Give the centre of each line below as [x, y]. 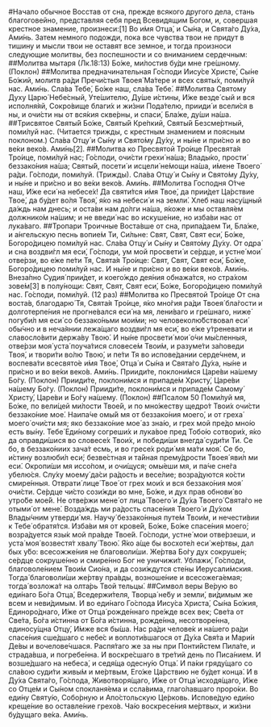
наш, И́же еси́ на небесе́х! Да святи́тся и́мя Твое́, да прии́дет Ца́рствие [131, 192]
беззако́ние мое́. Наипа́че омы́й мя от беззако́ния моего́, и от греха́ [126, 414]
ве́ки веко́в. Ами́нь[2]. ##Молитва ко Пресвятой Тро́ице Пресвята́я [125, 149]
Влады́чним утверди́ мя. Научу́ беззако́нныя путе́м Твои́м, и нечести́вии [134, 517]
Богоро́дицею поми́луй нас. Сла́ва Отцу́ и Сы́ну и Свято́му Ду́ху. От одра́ [135, 243]
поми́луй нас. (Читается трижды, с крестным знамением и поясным [127, 132]
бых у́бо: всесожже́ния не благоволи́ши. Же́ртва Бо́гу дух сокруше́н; [128, 552]
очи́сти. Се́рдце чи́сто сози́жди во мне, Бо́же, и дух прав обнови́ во [126, 492]
